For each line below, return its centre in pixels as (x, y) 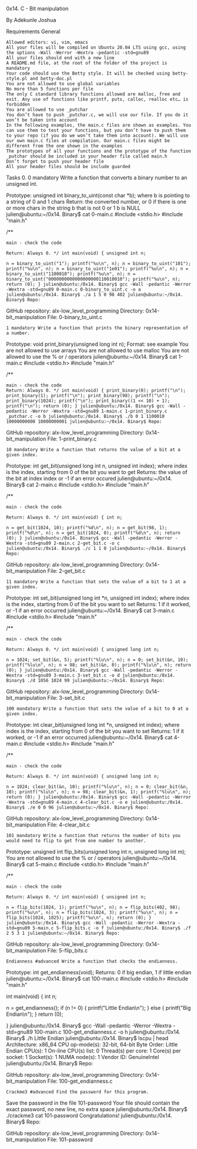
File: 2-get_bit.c (66, 571)
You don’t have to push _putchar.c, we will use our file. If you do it (97, 115)
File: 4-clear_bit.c (68, 825)
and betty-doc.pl (51, 79)
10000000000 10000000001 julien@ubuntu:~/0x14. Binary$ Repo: (84, 421)
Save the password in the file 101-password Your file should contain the (93, 1103)
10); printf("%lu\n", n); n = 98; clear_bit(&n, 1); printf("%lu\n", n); (99, 792)
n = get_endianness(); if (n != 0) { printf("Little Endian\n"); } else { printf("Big (98, 1008)
